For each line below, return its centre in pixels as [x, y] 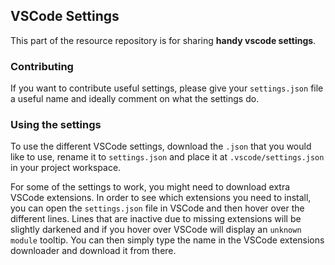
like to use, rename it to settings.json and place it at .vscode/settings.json [167, 157]
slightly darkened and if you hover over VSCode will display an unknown [156, 230]
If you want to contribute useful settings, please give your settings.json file [167, 88]
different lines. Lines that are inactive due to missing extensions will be [156, 219]
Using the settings [56, 125]
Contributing [42, 66]
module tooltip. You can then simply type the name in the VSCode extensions [167, 240]
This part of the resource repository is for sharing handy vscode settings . [163, 40]
